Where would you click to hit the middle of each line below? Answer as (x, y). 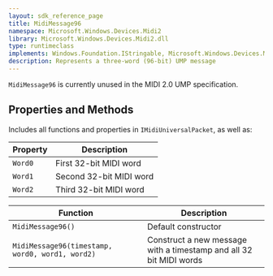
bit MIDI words (175, 260)
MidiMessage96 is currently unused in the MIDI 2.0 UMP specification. (123, 84)
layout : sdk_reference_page (56, 16)
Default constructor (184, 226)
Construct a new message (197, 239)
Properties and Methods (71, 110)
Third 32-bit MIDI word (100, 189)
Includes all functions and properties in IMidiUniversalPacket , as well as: (130, 129)
